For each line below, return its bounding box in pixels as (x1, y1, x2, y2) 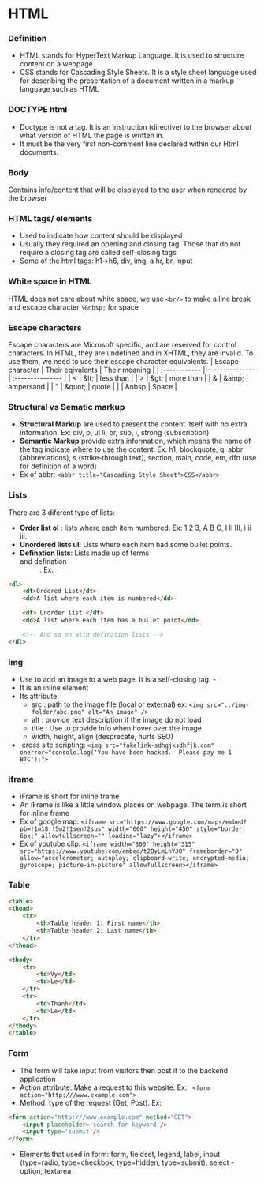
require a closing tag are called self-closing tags (19, 248, 177, 257)
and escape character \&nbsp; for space (8, 302, 139, 312)
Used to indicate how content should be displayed (19, 231, 183, 241)
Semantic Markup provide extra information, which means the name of (19, 436, 251, 446)
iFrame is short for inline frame (19, 791, 120, 802)
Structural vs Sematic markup (8, 401, 125, 412)
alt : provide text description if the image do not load (31, 715, 203, 724)
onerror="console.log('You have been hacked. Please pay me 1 (19, 748, 232, 757)
